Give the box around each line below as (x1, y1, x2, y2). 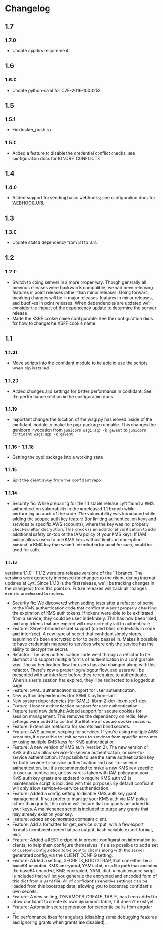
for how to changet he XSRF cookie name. (12, 321, 97, 326)
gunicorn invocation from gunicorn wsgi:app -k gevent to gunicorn (12, 427, 147, 433)
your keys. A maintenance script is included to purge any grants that (12, 806, 149, 812)
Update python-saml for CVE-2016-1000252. (12, 87, 102, 93)
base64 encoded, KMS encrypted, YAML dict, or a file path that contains (12, 863, 158, 868)
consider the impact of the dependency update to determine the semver (12, 305, 157, 311)
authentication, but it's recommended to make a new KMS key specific (12, 765, 154, 771)
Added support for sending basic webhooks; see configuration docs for (12, 195, 156, 201)
